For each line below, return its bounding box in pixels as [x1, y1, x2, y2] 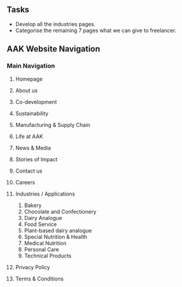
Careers [15, 178, 35, 186]
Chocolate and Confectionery [24, 208, 97, 215]
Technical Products [24, 252, 72, 259]
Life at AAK [15, 133, 43, 140]
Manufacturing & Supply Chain [15, 121, 91, 128]
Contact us [15, 167, 43, 174]
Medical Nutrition [24, 240, 67, 247]
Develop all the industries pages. [15, 20, 95, 27]
